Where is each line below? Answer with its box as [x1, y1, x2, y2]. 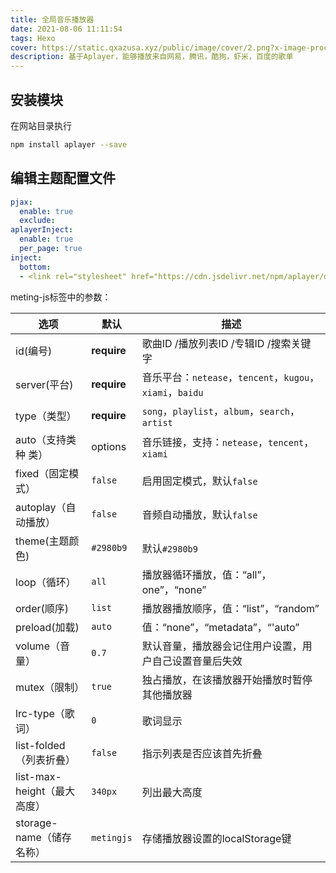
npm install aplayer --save [10, 139, 128, 150]
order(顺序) [15, 601, 70, 615]
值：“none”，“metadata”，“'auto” [141, 620, 300, 634]
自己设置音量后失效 [151, 654, 243, 668]
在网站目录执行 [10, 119, 72, 131]
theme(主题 [15, 534, 70, 548]
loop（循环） [15, 575, 77, 589]
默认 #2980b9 [141, 541, 198, 555]
